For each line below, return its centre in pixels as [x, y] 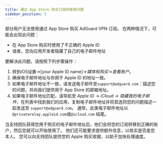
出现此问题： [26, 34]
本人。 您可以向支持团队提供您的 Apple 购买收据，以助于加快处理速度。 [76, 136]
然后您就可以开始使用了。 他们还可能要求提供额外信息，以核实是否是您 [84, 130]
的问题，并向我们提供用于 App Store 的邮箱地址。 [62, 90]
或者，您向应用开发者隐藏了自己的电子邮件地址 [59, 51]
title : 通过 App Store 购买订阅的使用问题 [44, 9]
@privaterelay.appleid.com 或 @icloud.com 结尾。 [60, 114]
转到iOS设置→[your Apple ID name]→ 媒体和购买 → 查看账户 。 [73, 71]
